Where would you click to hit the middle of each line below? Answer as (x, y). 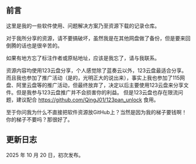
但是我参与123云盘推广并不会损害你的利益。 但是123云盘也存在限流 (97, 92)
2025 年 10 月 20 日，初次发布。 (45, 155)
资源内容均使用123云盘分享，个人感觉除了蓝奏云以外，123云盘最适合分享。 (97, 70)
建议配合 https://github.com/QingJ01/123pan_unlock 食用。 (87, 100)
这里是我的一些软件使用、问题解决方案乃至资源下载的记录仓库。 (83, 26)
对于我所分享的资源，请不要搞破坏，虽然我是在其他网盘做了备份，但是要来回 (98, 38)
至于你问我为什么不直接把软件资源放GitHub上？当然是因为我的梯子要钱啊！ (97, 112)
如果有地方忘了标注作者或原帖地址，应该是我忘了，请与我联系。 (83, 58)
